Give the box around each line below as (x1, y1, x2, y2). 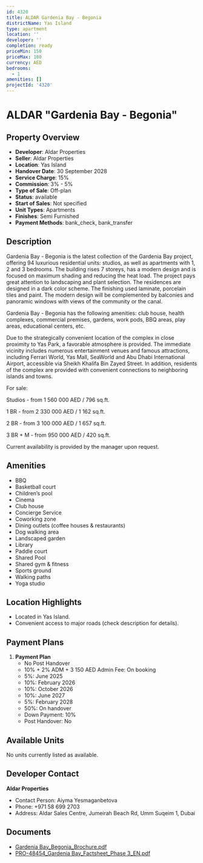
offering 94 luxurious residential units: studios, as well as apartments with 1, (6, 259, 196, 266)
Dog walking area (15, 528, 59, 535)
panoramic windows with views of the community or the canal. (6, 297, 163, 305)
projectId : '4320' (6, 82, 53, 88)
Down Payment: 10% (24, 711, 76, 718)
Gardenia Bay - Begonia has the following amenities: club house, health (6, 309, 185, 317)
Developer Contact (6, 769, 79, 779)
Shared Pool (15, 554, 46, 561)
